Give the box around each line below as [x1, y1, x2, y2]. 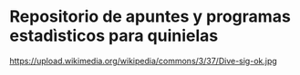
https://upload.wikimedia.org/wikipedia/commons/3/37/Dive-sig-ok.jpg [9, 55, 278, 66]
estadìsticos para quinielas [9, 25, 219, 46]
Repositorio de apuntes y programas [9, 6, 292, 27]
